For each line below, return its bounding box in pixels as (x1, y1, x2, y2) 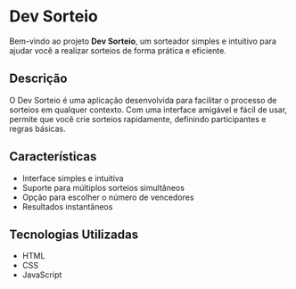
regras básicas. (9, 123, 67, 134)
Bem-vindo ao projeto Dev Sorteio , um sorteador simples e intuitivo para (9, 36, 276, 46)
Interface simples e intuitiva (21, 172, 124, 184)
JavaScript (21, 269, 62, 280)
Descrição (9, 71, 68, 87)
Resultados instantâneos (21, 201, 113, 211)
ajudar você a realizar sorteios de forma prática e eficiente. (9, 45, 227, 55)
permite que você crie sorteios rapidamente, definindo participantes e (9, 113, 267, 124)
